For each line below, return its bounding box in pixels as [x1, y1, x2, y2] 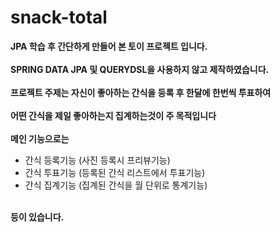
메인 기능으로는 [10, 132, 70, 145]
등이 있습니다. [10, 211, 65, 223]
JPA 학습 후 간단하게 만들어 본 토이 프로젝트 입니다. [10, 40, 208, 52]
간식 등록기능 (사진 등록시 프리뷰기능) [24, 154, 171, 166]
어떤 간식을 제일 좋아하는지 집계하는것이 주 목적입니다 [10, 109, 217, 121]
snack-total [10, 6, 108, 29]
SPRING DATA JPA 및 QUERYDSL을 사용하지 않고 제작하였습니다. [10, 63, 270, 75]
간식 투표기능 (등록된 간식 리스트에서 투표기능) [24, 166, 206, 178]
